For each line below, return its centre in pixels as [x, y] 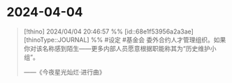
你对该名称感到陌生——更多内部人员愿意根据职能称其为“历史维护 [117, 48]
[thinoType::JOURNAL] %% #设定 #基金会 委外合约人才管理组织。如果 [125, 40]
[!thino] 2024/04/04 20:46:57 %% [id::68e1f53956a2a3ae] [108, 31]
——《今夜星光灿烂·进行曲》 [64, 72]
